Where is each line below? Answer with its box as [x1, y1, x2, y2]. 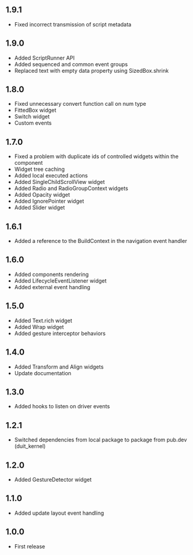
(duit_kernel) [14, 443, 46, 450]
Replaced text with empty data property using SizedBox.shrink [14, 67, 169, 74]
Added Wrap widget [14, 323, 64, 330]
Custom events [14, 120, 52, 127]
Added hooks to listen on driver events [14, 403, 110, 410]
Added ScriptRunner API [14, 54, 75, 61]
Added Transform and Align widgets [14, 363, 104, 370]
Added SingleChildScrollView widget [14, 179, 105, 186]
